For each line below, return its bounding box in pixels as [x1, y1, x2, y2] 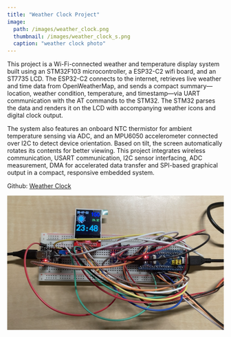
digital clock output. [7, 111, 63, 120]
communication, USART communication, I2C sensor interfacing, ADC [7, 154, 203, 162]
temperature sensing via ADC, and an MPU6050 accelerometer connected [7, 132, 218, 141]
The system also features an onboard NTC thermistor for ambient [7, 125, 192, 133]
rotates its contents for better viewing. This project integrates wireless [7, 147, 206, 155]
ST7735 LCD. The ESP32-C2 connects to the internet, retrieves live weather [7, 74, 221, 83]
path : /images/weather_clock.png [13, 25, 109, 32]
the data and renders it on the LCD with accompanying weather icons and [7, 104, 217, 112]
